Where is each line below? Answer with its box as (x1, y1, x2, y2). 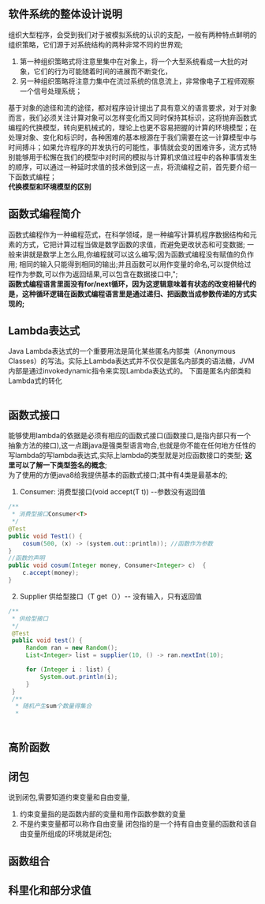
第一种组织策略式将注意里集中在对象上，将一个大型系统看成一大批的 (19, 56, 241, 66)
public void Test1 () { (8, 532, 83, 540)
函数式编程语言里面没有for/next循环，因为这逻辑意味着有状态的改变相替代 (8, 279, 250, 288)
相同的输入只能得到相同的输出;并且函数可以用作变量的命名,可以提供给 (19, 259, 244, 268)
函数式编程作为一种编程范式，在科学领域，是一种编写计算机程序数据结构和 (8, 230, 250, 239)
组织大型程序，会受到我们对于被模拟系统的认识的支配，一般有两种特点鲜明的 (8, 30, 257, 39)
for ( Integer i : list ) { (25, 666, 111, 673)
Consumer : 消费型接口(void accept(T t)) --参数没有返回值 (19, 487, 206, 497)
